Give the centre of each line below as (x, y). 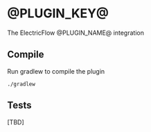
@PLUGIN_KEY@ (58, 14)
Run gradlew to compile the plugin (56, 71)
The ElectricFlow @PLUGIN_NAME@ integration (75, 33)
